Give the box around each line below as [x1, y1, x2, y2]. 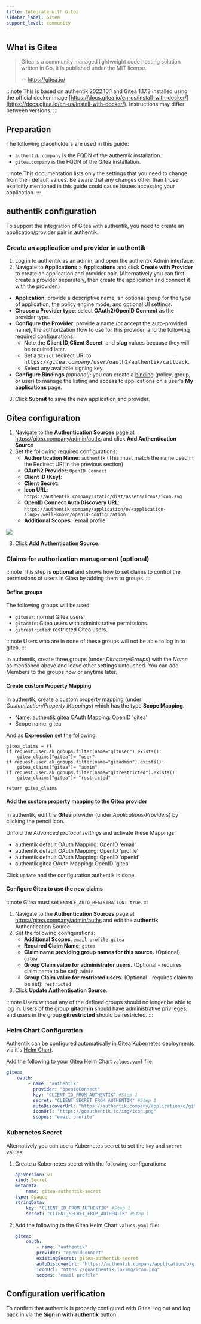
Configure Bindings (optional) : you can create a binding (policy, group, [14, 371, 191, 378]
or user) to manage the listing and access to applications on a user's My [14, 378, 193, 385]
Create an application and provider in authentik [6, 244, 146, 252]
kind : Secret [14, 1177, 48, 1183]
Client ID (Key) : [23, 473, 63, 480]
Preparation [6, 124, 51, 134]
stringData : [14, 1199, 45, 1205]
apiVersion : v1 [14, 1172, 53, 1178]
